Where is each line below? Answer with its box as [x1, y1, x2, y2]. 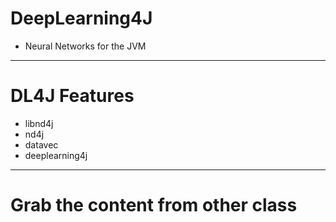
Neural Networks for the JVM [24, 40, 147, 52]
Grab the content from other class [10, 194, 298, 217]
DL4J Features [10, 85, 135, 107]
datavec [24, 138, 59, 151]
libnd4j [24, 117, 54, 129]
